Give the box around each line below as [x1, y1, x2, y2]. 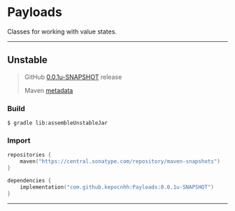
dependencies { [7, 177, 52, 184]
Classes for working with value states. [7, 27, 117, 36]
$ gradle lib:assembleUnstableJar [7, 119, 108, 126]
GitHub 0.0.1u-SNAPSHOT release [24, 73, 122, 81]
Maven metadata [24, 86, 73, 94]
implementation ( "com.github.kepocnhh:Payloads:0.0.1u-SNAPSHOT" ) [20, 183, 215, 191]
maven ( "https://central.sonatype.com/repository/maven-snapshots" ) [20, 158, 220, 165]
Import [7, 136, 31, 145]
